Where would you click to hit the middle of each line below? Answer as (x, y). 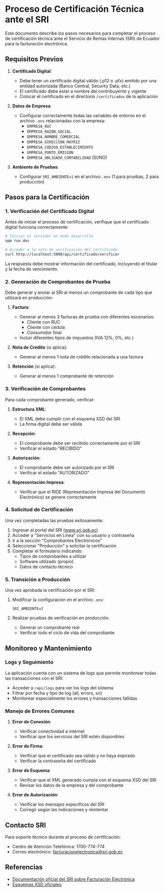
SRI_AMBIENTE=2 (28, 609)
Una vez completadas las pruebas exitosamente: (54, 520)
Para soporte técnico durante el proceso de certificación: (63, 837)
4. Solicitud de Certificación (39, 510)
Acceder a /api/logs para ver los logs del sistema (63, 688)
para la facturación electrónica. (37, 43)
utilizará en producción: (29, 298)
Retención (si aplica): (34, 366)
